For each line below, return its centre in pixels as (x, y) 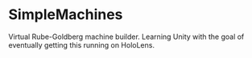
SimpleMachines (66, 15)
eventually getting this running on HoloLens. (82, 44)
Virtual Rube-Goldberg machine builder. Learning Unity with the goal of (126, 37)
